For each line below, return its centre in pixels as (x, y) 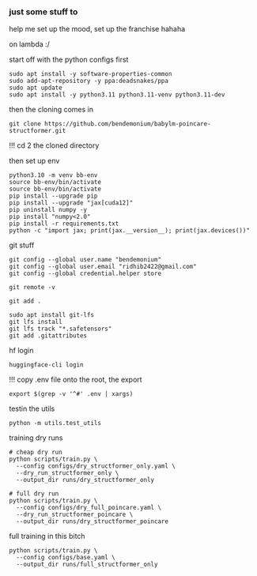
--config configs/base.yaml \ (66, 558)
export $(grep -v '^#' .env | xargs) (71, 394)
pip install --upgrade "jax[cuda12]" (71, 203)
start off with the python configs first (69, 60)
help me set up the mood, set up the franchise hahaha (97, 29)
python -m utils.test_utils (55, 424)
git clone (25, 124)
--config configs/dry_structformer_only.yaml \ (96, 466)
